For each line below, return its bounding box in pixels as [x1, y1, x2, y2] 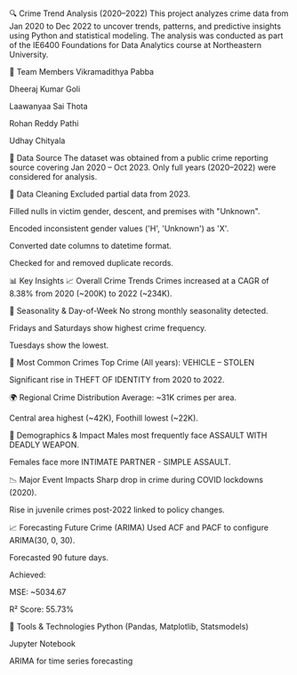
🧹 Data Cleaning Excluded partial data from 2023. [9, 189, 191, 199]
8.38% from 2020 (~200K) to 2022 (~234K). [9, 288, 173, 299]
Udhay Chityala [9, 135, 66, 146]
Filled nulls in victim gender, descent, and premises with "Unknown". [9, 206, 261, 216]
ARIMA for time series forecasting [9, 655, 133, 666]
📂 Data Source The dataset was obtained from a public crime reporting [9, 153, 269, 163]
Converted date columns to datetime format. [9, 240, 172, 251]
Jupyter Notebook [9, 639, 76, 648]
